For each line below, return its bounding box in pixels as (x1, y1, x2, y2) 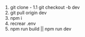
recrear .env (10, 20, 36, 26)
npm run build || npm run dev (10, 26, 72, 32)
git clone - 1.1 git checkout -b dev (10, 5, 80, 10)
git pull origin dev (10, 10, 47, 16)
